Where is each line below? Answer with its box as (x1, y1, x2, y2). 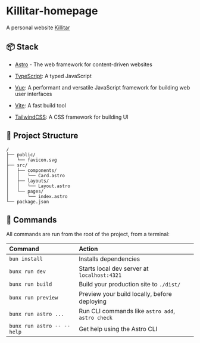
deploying (79, 297, 107, 305)
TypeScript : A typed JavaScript (14, 72, 92, 79)
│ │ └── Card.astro (6, 172, 65, 178)
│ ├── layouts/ (6, 178, 49, 184)
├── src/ (6, 162, 28, 168)
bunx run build (9, 281, 52, 288)
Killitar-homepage (6, 4, 98, 18)
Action (79, 245, 98, 253)
